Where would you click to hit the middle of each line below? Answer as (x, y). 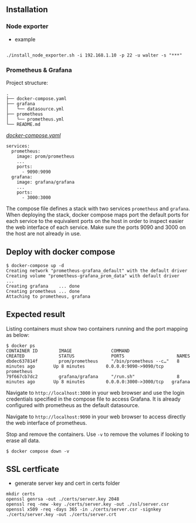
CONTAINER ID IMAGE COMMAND (68, 351)
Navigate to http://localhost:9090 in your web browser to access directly (96, 417)
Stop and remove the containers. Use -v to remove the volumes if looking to (98, 434)
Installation (27, 10)
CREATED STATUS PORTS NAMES (98, 356)
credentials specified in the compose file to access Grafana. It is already (93, 399)
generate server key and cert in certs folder (67, 483)
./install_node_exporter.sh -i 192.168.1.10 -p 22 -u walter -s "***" (94, 55)
